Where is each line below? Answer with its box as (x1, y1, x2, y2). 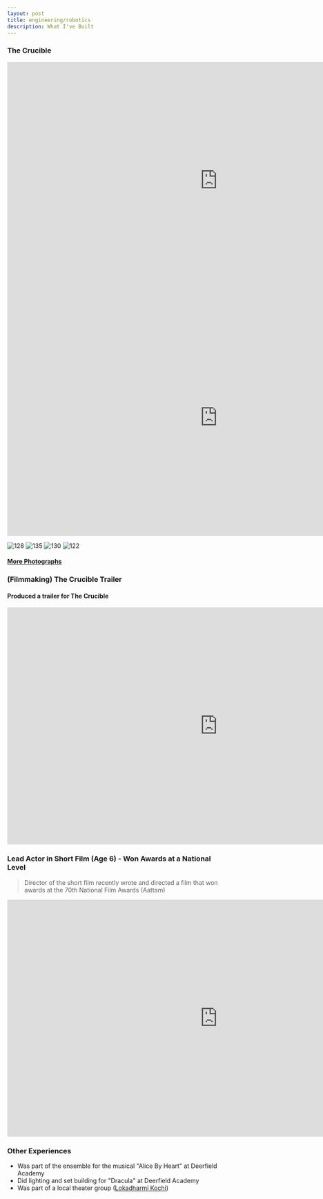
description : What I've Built (7, 23, 95, 30)
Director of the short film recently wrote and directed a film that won (23, 878, 219, 886)
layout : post (7, 10, 45, 17)
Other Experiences (7, 1146, 72, 1155)
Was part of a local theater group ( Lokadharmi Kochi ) (17, 1184, 169, 1192)
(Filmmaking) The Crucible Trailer (7, 575, 122, 585)
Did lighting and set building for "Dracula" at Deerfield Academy (17, 1176, 199, 1184)
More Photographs (7, 558, 62, 566)
